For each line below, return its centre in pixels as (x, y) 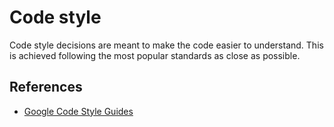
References (46, 87)
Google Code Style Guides (78, 111)
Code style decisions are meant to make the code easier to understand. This (166, 45)
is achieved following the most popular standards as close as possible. (155, 55)
